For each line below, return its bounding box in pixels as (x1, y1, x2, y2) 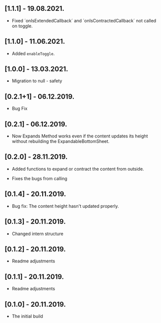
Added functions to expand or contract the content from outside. (11, 166, 144, 172)
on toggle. (11, 23, 33, 29)
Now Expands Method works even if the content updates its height (11, 133, 148, 139)
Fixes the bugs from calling (11, 175, 67, 181)
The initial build (11, 313, 43, 319)
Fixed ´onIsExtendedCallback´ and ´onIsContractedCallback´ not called (11, 17, 157, 23)
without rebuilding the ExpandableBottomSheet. (11, 138, 110, 144)
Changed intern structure (11, 231, 64, 237)
